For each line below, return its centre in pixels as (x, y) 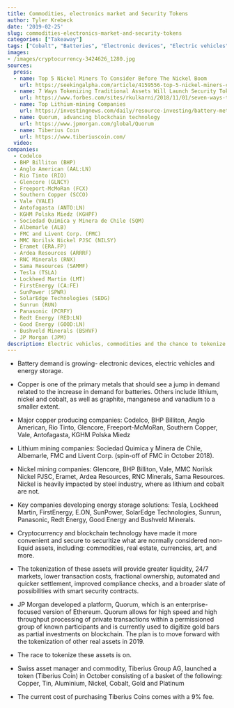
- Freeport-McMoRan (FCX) (51, 189)
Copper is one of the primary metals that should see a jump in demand (119, 384)
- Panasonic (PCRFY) (43, 312)
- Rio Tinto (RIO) (40, 175)
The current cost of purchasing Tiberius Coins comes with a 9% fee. (116, 697)
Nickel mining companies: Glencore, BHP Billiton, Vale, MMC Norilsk (115, 469)
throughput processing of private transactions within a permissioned (116, 620)
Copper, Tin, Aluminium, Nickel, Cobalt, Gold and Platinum (101, 684)
